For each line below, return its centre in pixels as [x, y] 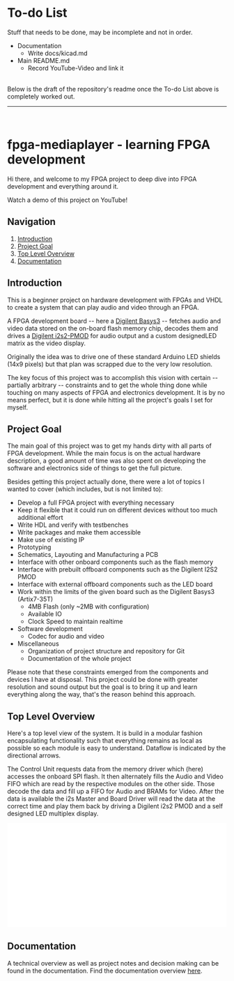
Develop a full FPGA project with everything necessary [96, 503]
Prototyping [34, 547]
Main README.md [44, 60]
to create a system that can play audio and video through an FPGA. [103, 307]
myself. [18, 407]
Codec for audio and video [66, 637]
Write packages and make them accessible [79, 532]
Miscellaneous [38, 644]
